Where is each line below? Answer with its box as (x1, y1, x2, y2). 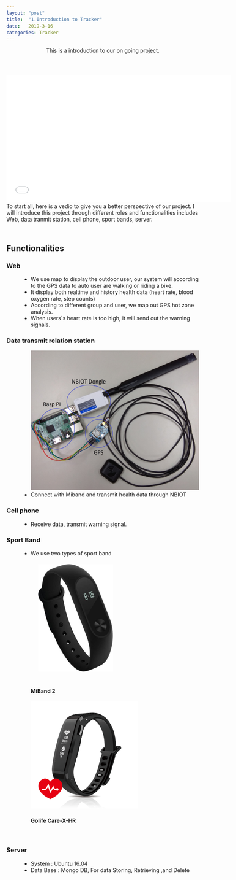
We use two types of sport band (30, 550, 112, 557)
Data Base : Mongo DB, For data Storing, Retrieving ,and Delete (30, 866, 190, 874)
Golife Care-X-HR (30, 817, 76, 824)
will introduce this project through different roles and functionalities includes (6, 209, 199, 217)
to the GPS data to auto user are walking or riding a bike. (30, 282, 173, 290)
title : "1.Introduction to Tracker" (6, 16, 103, 23)
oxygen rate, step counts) (30, 295, 96, 303)
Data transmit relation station (6, 336, 95, 345)
